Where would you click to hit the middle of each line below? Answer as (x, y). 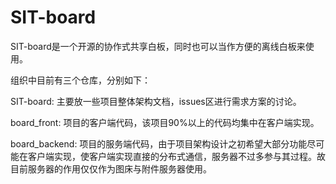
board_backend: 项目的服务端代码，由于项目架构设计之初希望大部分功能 (159, 143)
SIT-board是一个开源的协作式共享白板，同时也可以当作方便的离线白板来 (158, 46)
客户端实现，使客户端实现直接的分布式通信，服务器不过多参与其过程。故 (176, 156)
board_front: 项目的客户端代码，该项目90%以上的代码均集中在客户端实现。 (165, 122)
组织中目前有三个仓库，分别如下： (80, 80)
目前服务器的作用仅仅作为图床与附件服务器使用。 (111, 168)
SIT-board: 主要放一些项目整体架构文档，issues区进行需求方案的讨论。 (156, 101)
